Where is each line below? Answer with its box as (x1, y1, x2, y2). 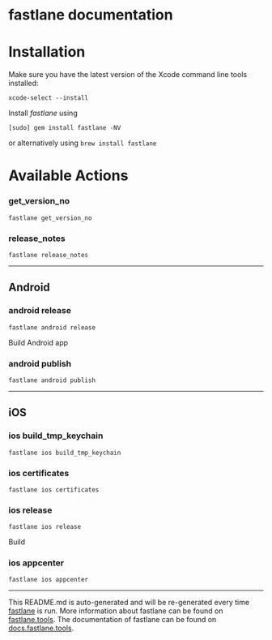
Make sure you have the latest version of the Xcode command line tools (8, 70, 248, 79)
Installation (8, 43, 86, 62)
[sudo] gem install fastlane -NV (8, 124, 121, 132)
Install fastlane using (8, 108, 79, 118)
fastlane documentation (8, 6, 173, 24)
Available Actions (8, 166, 129, 185)
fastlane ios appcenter (8, 576, 89, 584)
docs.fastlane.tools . (8, 623, 74, 634)
